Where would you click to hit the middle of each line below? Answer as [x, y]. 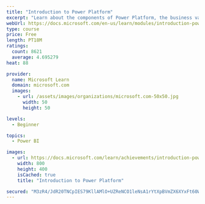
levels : [16, 119]
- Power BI [26, 141]
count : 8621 [27, 52]
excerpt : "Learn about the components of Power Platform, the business [99, 18]
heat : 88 [17, 63]
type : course [23, 29]
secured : [17, 192]
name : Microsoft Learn [41, 80]
